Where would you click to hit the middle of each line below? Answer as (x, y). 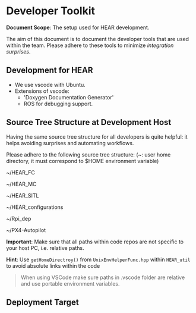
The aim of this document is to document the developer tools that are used (97, 39)
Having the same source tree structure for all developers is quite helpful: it (97, 137)
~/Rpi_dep (19, 218)
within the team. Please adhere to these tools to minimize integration (90, 45)
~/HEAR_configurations (35, 207)
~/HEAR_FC (21, 172)
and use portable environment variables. (70, 283)
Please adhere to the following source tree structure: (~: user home (88, 154)
